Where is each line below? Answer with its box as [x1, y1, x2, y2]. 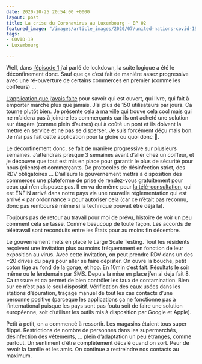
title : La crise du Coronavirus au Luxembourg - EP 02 [6, 20, 147, 26]
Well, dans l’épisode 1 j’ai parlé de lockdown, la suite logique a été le [6, 64, 175, 71]
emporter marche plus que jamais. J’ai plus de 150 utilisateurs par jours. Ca [6, 101, 192, 108]
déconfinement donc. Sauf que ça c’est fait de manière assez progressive [6, 70, 189, 77]
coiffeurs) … [6, 83, 37, 90]
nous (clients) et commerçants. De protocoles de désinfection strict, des [6, 163, 185, 171]
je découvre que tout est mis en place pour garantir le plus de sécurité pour [6, 157, 194, 165]
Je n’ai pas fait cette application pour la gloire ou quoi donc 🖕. [6, 133, 159, 140]
